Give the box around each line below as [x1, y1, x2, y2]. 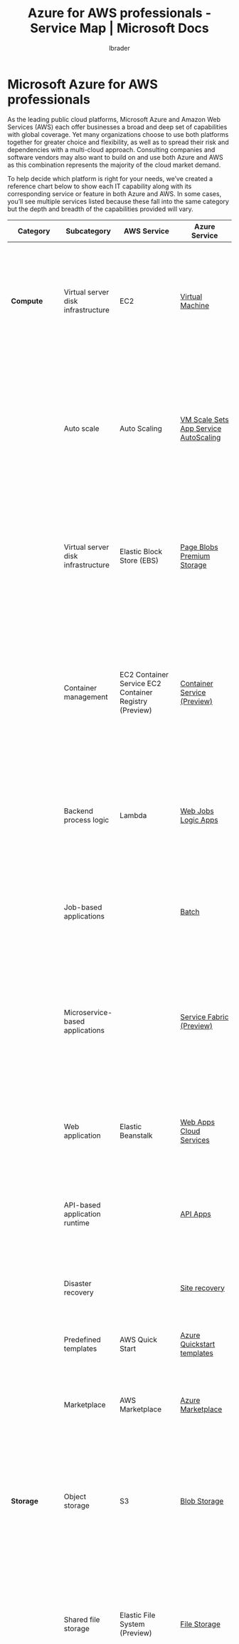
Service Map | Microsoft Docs [29, 20, 210, 36]
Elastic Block [119, 546, 162, 556]
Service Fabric [180, 1011, 229, 1021]
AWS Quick [119, 1334, 158, 1344]
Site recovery [180, 1282, 225, 1292]
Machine [180, 300, 210, 310]
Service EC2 [119, 678, 161, 688]
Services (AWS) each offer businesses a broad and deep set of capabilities [7, 123, 228, 131]
